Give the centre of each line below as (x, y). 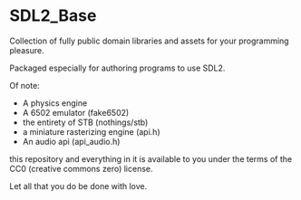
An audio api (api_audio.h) (71, 141)
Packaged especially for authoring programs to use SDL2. (117, 68)
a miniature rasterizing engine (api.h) (91, 131)
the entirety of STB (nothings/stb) (85, 122)
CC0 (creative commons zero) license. (81, 168)
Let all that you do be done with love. (78, 186)
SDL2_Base (53, 16)
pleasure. (27, 50)
